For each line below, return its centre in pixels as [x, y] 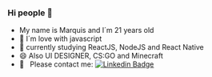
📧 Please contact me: [56, 64]
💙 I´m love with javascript [60, 38]
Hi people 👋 [30, 13]
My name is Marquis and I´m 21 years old [86, 30]
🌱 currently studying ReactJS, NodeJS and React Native [112, 47]
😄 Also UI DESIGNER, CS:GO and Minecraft [91, 56]
